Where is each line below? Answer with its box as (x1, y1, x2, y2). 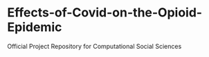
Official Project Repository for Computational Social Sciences (7, 42, 182, 50)
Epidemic (7, 19, 62, 35)
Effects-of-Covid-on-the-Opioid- (7, 5, 203, 21)
